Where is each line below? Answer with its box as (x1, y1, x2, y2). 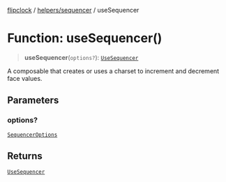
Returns (7, 150, 43, 162)
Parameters (7, 94, 59, 107)
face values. (7, 74, 43, 82)
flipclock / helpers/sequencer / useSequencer (7, 6, 140, 14)
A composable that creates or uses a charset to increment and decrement (7, 66, 220, 75)
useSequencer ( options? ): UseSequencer (24, 53, 139, 61)
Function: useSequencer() (7, 31, 163, 46)
